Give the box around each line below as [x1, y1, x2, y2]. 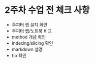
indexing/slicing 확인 [11, 40, 53, 46]
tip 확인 [11, 52, 27, 58]
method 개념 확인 [11, 34, 46, 40]
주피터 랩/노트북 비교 [11, 28, 52, 33]
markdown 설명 [11, 46, 43, 52]
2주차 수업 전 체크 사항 [4, 4, 90, 16]
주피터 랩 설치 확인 [11, 22, 48, 28]
